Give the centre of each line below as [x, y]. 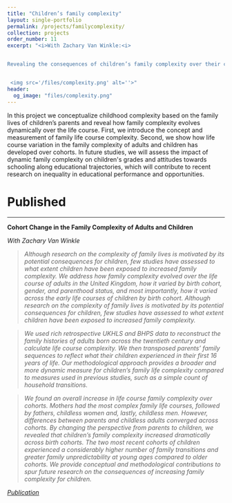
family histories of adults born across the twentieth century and [115, 341]
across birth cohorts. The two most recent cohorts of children [112, 442]
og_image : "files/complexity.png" [63, 95]
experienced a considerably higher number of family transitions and [121, 450]
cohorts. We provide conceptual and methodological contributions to [122, 464]
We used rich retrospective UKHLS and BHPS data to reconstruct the [122, 334]
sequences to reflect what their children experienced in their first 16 [120, 356]
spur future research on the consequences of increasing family [114, 472]
